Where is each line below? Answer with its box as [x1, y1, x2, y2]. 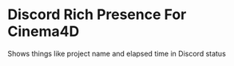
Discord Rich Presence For [7, 6, 187, 24]
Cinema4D [7, 22, 80, 41]
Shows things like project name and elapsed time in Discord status [7, 49, 227, 58]
